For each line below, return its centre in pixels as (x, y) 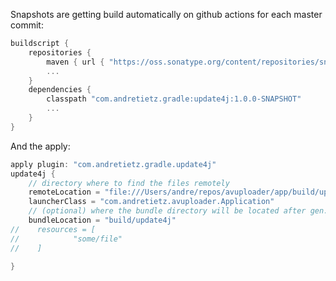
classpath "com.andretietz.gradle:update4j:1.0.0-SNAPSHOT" (174, 99)
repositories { (60, 52)
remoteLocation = (64, 192)
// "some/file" (66, 239)
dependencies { (60, 90)
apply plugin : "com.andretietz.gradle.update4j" (113, 164)
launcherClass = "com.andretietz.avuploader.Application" (151, 202)
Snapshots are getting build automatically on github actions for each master (166, 14)
